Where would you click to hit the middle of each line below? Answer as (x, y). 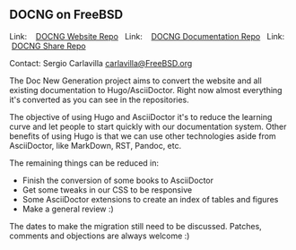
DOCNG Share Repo (49, 46)
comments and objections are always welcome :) (100, 236)
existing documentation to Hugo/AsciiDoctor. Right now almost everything (146, 90)
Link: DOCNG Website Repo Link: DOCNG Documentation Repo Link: (147, 36)
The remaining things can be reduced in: (84, 163)
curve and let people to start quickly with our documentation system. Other (148, 126)
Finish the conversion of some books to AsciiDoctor (118, 180)
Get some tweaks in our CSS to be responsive (107, 190)
